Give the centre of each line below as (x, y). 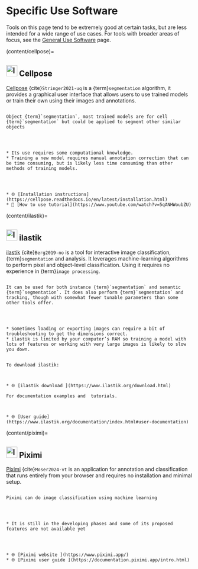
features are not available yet (46, 529)
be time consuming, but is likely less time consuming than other (90, 163)
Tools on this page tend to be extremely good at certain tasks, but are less (97, 27)
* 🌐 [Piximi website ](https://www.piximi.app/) (67, 555)
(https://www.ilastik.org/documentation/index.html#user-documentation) (98, 422)
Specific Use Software (62, 11)
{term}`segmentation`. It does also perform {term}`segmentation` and (95, 292)
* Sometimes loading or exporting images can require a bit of (86, 329)
